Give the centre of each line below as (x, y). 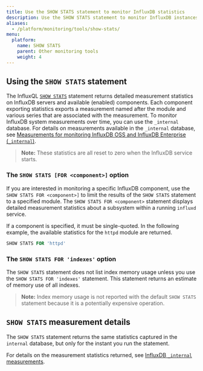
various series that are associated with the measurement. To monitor (92, 115)
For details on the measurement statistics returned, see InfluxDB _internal (99, 355)
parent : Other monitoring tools (58, 52)
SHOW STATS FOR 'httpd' (36, 243)
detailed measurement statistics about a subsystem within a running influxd (101, 207)
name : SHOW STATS (39, 46)
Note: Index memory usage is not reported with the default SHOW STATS (108, 296)
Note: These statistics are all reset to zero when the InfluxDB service (107, 153)
